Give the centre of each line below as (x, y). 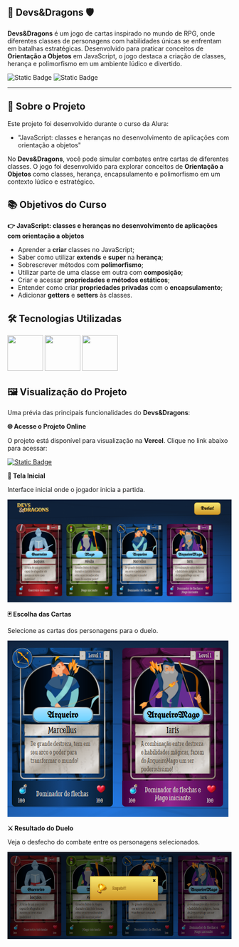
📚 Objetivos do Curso (57, 205)
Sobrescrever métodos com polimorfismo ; (80, 265)
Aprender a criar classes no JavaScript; (76, 250)
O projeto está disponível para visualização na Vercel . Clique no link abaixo (118, 441)
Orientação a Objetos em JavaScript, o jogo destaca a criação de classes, (117, 56)
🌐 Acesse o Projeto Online (47, 427)
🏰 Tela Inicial (26, 476)
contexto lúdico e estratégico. (51, 182)
